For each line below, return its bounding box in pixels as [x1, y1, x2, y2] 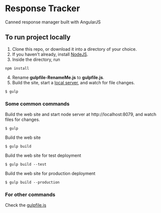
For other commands [5, 191, 55, 198]
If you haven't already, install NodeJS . [12, 51, 89, 57]
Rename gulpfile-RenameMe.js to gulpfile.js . [12, 74, 105, 80]
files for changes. [5, 116, 40, 122]
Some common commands [5, 100, 70, 107]
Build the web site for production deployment [5, 171, 96, 176]
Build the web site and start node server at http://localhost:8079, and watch [5, 112, 157, 117]
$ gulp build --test [5, 162, 47, 167]
